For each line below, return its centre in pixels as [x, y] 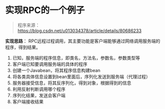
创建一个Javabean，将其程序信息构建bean [56, 70]
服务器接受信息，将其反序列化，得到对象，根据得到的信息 [72, 82]
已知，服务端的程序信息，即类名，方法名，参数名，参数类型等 [76, 57]
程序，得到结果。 [23, 47]
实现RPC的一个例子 [45, 10]
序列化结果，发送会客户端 [39, 95]
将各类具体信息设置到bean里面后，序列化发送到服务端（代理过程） [81, 76]
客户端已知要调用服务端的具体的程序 [50, 64]
